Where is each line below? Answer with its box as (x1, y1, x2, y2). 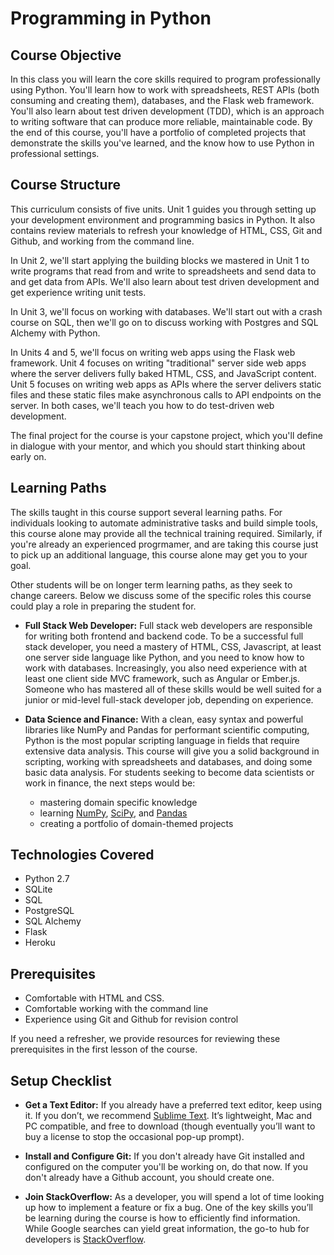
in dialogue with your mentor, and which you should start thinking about (10, 440, 306, 452)
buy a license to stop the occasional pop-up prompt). (24, 1131, 245, 1143)
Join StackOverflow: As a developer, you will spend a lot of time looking (24, 1191, 325, 1203)
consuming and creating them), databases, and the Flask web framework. (10, 95, 315, 106)
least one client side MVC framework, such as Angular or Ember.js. (24, 672, 301, 684)
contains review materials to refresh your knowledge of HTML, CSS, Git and (10, 224, 323, 236)
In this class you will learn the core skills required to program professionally (10, 73, 321, 85)
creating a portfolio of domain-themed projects (39, 817, 234, 829)
